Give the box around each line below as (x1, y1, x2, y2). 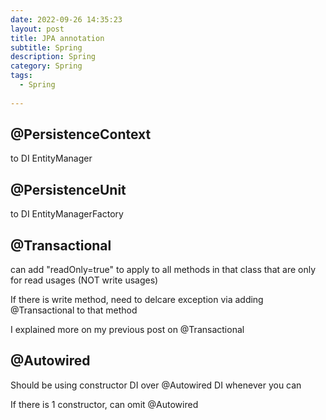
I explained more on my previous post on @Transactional (10, 324, 245, 336)
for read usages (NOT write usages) (10, 274, 159, 286)
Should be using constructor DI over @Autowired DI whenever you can (10, 379, 302, 391)
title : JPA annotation (10, 33, 105, 43)
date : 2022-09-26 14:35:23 (10, 14, 123, 25)
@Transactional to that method (10, 304, 138, 316)
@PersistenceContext (10, 126, 152, 143)
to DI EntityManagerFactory (10, 208, 124, 220)
